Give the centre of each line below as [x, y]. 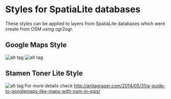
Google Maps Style [36, 45]
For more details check [49, 86]
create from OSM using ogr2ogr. [39, 29]
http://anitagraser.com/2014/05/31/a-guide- [120, 86]
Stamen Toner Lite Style [44, 73]
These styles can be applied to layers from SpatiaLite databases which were [85, 23]
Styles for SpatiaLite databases [73, 9]
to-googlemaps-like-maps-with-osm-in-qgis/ [53, 91]
